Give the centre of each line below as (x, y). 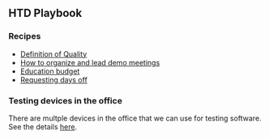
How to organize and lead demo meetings (90, 62)
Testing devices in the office (66, 100)
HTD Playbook (45, 13)
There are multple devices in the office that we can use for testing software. (135, 118)
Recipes (25, 36)
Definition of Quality (53, 54)
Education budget (50, 71)
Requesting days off (53, 79)
